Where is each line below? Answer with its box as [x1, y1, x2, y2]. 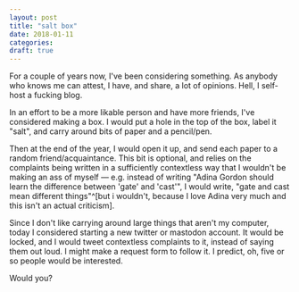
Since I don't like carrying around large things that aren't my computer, [9, 218, 270, 229]
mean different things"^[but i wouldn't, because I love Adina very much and [9, 191, 287, 202]
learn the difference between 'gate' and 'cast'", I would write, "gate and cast [9, 181, 290, 192]
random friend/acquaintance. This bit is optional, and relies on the [9, 153, 252, 163]
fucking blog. [34, 90, 83, 101]
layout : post [9, 13, 58, 22]
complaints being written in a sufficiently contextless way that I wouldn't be [9, 163, 287, 173]
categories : [9, 38, 54, 47]
